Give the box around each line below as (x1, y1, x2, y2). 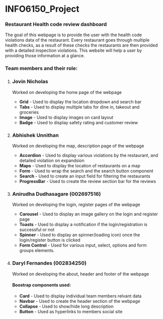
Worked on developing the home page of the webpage (12, 89, 122, 95)
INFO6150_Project (5, 3, 79, 15)
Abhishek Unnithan (12, 132, 59, 138)
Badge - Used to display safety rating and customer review (19, 119, 138, 125)
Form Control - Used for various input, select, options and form (19, 242, 147, 248)
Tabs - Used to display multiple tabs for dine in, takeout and (19, 104, 140, 110)
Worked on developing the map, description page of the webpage (12, 143, 145, 149)
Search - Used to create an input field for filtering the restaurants (19, 173, 151, 179)
